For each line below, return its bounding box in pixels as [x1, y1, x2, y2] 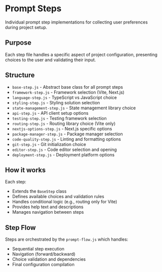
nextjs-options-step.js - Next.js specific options [12, 125, 112, 131]
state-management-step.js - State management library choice [12, 105, 136, 111]
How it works [5, 166, 46, 174]
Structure [5, 71, 35, 79]
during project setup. [5, 24, 47, 30]
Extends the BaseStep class [12, 188, 67, 194]
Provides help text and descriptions [12, 204, 84, 210]
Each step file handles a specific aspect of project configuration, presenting [5, 51, 158, 57]
